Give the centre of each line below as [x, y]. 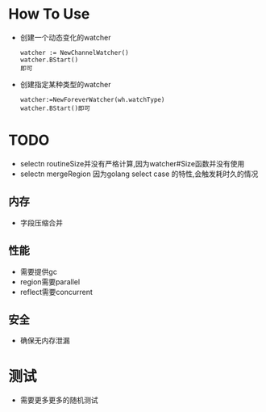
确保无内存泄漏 [45, 341]
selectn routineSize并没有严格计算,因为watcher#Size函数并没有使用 [132, 163]
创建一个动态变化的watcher [65, 37]
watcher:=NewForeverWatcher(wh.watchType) [92, 99]
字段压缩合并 [41, 222]
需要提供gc [39, 271]
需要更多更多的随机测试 [59, 400]
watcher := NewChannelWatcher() [74, 53]
